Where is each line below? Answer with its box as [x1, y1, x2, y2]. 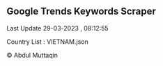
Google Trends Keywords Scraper [6, 6, 156, 17]
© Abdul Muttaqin [6, 51, 59, 59]
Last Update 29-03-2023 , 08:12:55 [6, 24, 109, 32]
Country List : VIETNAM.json [6, 38, 88, 46]
